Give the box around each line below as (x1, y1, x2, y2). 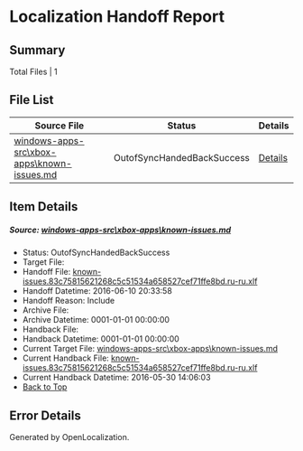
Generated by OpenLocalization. (9, 431, 130, 442)
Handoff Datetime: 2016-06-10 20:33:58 (22, 286, 173, 296)
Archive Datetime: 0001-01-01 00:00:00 (22, 315, 170, 325)
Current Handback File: (22, 352, 110, 363)
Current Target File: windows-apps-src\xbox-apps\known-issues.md (22, 343, 278, 354)
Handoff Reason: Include (22, 296, 115, 306)
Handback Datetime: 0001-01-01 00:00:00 (22, 334, 180, 344)
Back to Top (22, 381, 68, 392)
